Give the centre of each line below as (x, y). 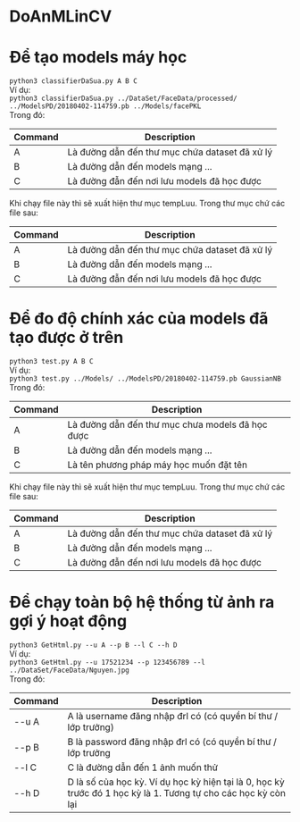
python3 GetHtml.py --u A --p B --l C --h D (93, 645)
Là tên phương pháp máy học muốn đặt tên (158, 465)
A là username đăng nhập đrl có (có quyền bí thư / (173, 716)
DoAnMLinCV (61, 17)
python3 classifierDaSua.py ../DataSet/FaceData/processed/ (124, 99)
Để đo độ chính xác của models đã (139, 319)
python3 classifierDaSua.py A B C (74, 81)
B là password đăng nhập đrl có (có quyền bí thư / (172, 742)
